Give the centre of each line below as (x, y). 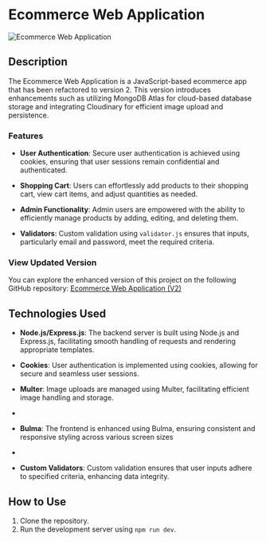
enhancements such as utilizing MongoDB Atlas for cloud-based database (130, 98)
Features (26, 136)
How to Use (37, 502)
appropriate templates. (57, 350)
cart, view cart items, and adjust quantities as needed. (109, 194)
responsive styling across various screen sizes (96, 437)
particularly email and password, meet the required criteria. (117, 242)
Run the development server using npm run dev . (98, 529)
